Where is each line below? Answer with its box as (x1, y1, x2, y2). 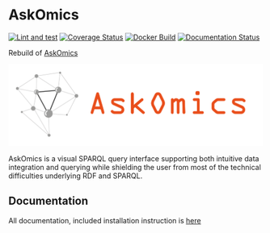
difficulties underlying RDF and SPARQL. (8, 171, 143, 181)
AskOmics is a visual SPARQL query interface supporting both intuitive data (8, 153, 259, 163)
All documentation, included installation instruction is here (8, 215, 201, 225)
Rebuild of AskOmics (8, 48, 78, 57)
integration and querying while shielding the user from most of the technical (8, 162, 261, 172)
